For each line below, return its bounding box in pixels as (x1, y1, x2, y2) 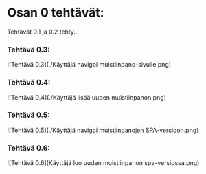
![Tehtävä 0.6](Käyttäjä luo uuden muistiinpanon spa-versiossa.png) (7, 159, 200, 167)
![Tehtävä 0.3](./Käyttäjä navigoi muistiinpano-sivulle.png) (7, 61, 172, 69)
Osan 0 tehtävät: (7, 5, 104, 21)
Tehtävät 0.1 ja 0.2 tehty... (7, 28, 80, 36)
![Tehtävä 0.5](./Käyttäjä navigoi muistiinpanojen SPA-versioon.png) (7, 126, 199, 134)
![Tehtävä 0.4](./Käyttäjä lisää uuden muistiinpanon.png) (7, 93, 167, 101)
